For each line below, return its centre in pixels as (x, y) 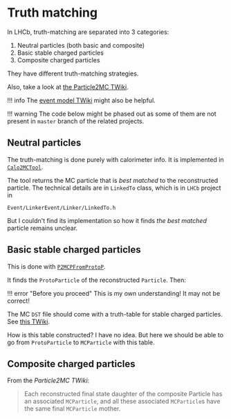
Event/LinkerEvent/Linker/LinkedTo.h (62, 208)
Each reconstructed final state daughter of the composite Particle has (123, 394)
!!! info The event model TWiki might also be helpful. (81, 100)
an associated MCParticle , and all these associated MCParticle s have (122, 401)
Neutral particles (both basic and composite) (81, 45)
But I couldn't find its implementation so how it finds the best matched (107, 220)
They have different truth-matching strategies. (73, 73)
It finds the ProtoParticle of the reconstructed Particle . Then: (97, 280)
